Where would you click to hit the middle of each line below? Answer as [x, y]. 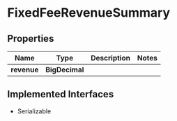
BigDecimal [64, 70]
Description [110, 58]
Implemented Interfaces [61, 94]
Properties [31, 39]
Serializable [34, 111]
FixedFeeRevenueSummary [89, 13]
